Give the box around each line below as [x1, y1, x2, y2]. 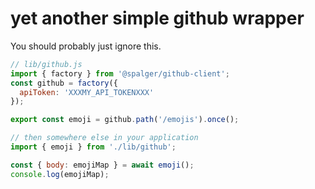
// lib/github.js [10, 59, 83, 69]
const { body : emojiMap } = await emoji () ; [10, 160, 195, 170]
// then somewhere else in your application [10, 133, 199, 143]
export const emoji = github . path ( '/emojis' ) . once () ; [10, 115, 240, 125]
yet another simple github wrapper [10, 7, 305, 30]
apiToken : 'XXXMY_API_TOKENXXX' [19, 87, 155, 97]
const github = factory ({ [10, 78, 118, 88]
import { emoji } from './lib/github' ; [10, 142, 177, 152]
